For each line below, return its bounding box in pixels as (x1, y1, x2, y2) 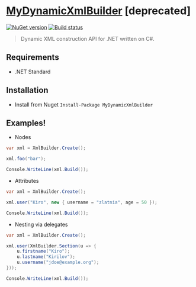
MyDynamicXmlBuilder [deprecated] (6, 4, 191, 18)
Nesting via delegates (14, 221, 68, 228)
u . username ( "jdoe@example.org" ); (17, 259, 99, 266)
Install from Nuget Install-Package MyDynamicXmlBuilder (14, 101, 153, 108)
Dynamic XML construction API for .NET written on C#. (20, 35, 155, 42)
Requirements (6, 52, 59, 63)
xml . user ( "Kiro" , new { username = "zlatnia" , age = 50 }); (6, 199, 158, 205)
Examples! (6, 118, 46, 128)
